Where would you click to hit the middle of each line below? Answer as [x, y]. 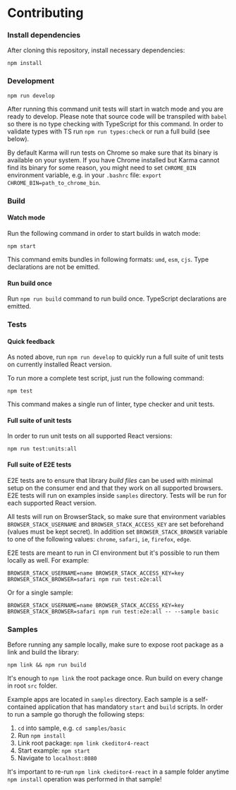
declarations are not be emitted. [54, 267]
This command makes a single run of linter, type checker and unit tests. [111, 405]
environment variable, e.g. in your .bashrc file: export [85, 175]
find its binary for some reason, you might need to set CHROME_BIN [102, 167]
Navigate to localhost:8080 [57, 758]
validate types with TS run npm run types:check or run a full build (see [108, 131]
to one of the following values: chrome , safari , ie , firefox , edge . [99, 539]
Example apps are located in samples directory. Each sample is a [100, 699]
